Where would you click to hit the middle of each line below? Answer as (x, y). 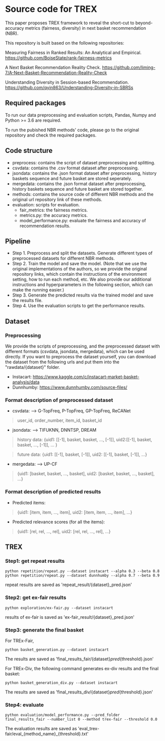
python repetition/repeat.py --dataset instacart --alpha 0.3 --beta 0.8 (82, 571)
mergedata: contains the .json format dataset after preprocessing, (79, 184)
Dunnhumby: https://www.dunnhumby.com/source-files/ (70, 388)
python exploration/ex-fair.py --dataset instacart (59, 608)
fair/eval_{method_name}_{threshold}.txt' (47, 734)
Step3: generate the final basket (44, 630)
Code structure (29, 151)
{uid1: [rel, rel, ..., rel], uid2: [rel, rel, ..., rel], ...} (64, 531)
